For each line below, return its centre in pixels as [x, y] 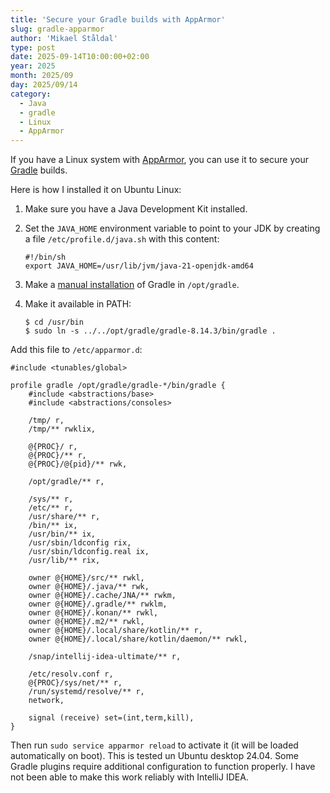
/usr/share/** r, [64, 517]
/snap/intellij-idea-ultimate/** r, [105, 657]
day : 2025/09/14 [44, 85]
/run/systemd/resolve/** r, [86, 692]
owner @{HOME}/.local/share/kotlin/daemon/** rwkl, [138, 639]
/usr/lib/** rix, [64, 561]
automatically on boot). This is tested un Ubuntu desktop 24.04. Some [154, 756]
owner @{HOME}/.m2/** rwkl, [86, 622]
